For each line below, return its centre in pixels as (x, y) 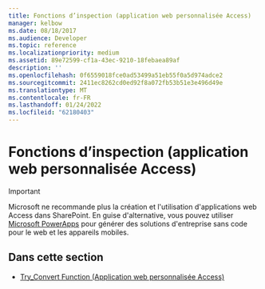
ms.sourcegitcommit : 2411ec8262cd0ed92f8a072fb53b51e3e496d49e (116, 82)
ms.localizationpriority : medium (64, 53)
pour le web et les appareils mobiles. (69, 232)
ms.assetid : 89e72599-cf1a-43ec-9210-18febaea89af (94, 61)
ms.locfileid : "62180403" (51, 113)
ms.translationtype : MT (48, 90)
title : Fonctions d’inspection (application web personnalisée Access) (130, 16)
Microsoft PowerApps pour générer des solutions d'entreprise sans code (128, 223)
